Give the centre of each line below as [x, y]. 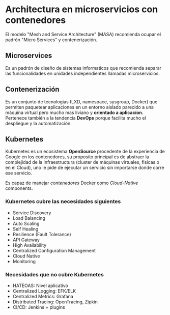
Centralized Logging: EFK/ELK [44, 291]
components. [19, 188]
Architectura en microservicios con [82, 9]
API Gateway [26, 240]
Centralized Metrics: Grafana [43, 296]
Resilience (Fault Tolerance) [42, 234]
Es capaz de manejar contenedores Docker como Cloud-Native [72, 183]
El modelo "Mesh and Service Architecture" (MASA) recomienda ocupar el [83, 34]
